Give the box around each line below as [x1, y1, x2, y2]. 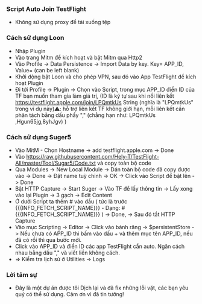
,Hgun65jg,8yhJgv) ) [14, 118, 67, 125]
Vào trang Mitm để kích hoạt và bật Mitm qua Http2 [14, 54, 143, 61]
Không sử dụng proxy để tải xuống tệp [14, 19, 111, 26]
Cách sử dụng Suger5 [6, 133, 71, 141]
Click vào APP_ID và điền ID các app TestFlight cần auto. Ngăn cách [14, 242, 185, 250]
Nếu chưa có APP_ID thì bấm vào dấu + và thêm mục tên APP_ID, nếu [20, 230, 193, 237]
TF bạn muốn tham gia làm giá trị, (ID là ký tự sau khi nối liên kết [14, 92, 175, 100]
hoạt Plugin [14, 79, 43, 86]
